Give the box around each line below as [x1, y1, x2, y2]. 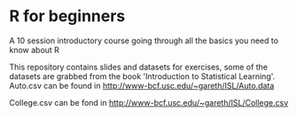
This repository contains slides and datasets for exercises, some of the [9, 62, 269, 72]
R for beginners [9, 6, 126, 26]
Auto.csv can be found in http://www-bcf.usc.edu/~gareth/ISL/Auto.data [9, 80, 275, 91]
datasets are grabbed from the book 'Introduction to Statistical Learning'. [9, 70, 276, 81]
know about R [9, 44, 60, 55]
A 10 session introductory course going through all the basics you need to [9, 35, 279, 46]
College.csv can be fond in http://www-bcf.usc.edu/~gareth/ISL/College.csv [9, 97, 289, 107]
